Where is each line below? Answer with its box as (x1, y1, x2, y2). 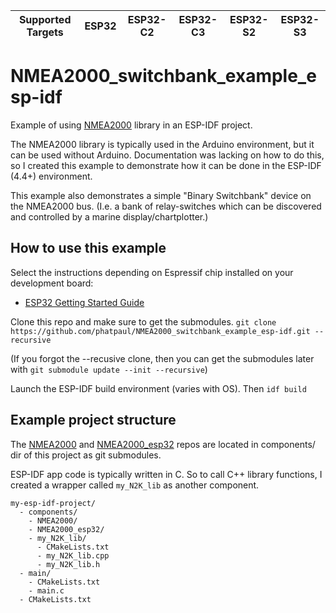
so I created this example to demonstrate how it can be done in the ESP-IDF (10, 159, 322, 171)
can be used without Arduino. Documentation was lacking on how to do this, (10, 149, 325, 161)
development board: (10, 277, 94, 289)
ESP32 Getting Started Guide (24, 296, 145, 308)
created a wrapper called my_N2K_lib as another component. (10, 479, 260, 491)
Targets (26, 25, 64, 39)
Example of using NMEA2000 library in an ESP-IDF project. (10, 119, 253, 131)
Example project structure (10, 412, 177, 429)
